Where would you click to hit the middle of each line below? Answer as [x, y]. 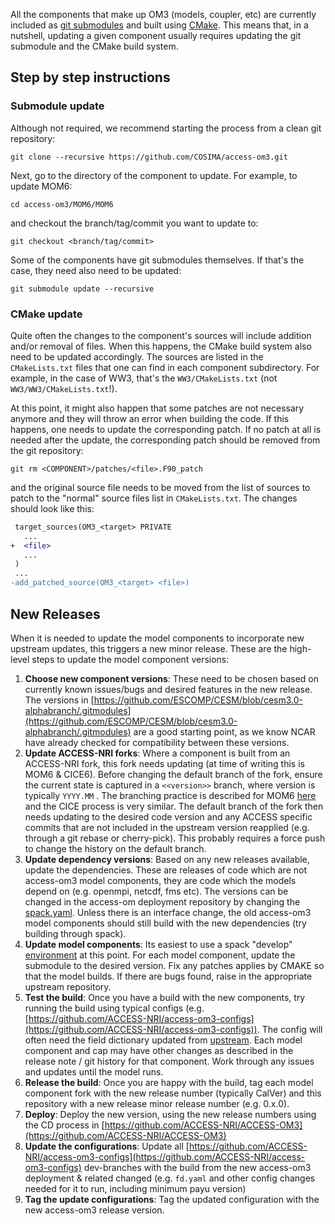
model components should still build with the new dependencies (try [165, 923]
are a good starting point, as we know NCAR [224, 731]
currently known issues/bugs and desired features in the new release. [168, 689]
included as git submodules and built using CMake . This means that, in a [159, 25]
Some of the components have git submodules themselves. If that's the [157, 260]
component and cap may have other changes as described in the [159, 1050]
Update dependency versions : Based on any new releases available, [167, 859]
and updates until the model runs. [94, 1071]
